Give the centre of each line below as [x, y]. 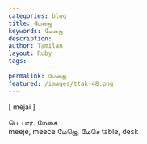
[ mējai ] [22, 107]
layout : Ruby [30, 53]
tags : [17, 61]
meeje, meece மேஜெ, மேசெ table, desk [73, 131]
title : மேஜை [30, 23]
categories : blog [38, 16]
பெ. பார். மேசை [33, 122]
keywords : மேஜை [36, 31]
